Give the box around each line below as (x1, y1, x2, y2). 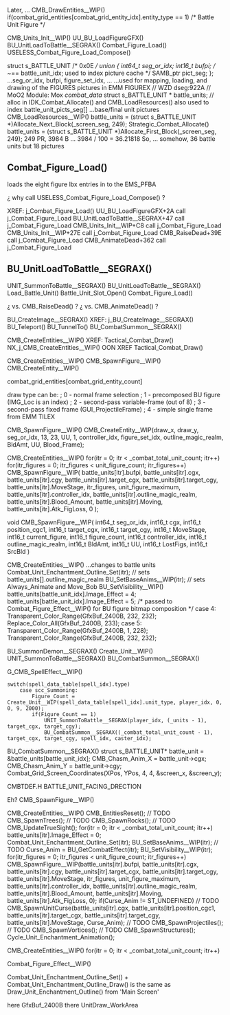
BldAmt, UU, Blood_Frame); (7, 440, 84, 449)
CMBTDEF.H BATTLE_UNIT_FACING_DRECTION (7, 782, 142, 790)
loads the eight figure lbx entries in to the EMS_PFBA (7, 180, 157, 188)
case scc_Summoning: (19, 687, 78, 693)
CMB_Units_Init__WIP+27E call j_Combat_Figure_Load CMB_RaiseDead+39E (7, 228, 222, 236)
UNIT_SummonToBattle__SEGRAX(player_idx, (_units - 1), (43, 717, 207, 724)
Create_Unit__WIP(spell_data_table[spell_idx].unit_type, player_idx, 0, (7, 699, 223, 706)
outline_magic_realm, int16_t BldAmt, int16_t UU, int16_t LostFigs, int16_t (7, 539, 208, 548)
